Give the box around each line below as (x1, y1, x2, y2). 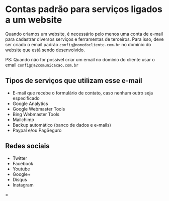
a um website (5, 14, 62, 26)
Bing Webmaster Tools (12, 111, 59, 117)
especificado (12, 95, 40, 101)
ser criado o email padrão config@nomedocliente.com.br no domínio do (5, 41, 151, 47)
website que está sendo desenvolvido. (5, 47, 85, 53)
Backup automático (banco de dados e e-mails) (12, 122, 112, 128)
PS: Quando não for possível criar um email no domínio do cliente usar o (5, 56, 155, 62)
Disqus (12, 176, 27, 182)
